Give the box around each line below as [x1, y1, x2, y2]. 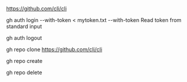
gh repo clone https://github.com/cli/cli [6, 46, 103, 53]
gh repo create [6, 58, 43, 64]
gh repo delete [6, 69, 42, 76]
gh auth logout [6, 34, 42, 41]
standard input [6, 23, 42, 30]
